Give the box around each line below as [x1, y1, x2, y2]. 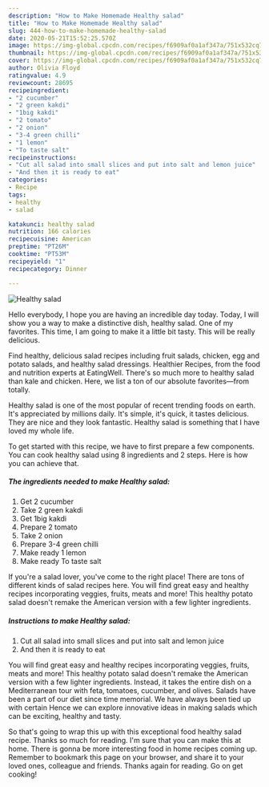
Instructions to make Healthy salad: [8, 616, 130, 626]
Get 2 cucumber [19, 497, 74, 506]
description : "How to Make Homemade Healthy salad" [8, 11, 184, 20]
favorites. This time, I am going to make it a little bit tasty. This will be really [8, 327, 255, 336]
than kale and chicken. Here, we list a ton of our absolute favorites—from [8, 376, 250, 386]
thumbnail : [8, 49, 45, 57]
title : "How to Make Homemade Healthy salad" [8, 19, 163, 27]
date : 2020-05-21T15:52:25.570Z [8, 34, 116, 43]
